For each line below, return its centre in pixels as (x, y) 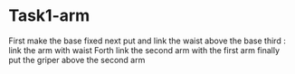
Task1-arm (49, 16)
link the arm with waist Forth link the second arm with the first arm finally (144, 50)
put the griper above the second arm (77, 60)
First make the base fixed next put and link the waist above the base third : (147, 41)
